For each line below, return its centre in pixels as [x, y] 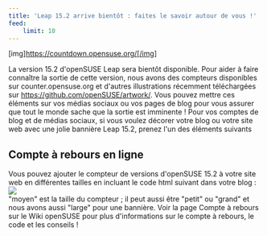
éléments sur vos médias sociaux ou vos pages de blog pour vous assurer [131, 104]
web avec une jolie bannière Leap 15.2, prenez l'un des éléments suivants [130, 129]
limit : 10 [39, 31]
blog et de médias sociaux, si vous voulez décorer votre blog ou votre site [131, 121]
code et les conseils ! [43, 225]
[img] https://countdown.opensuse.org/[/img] [83, 54]
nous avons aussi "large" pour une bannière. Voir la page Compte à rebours [133, 208]
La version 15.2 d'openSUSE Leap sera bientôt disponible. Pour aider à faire [133, 69]
